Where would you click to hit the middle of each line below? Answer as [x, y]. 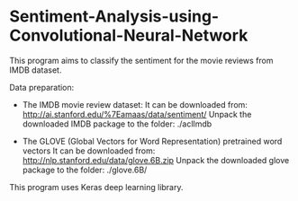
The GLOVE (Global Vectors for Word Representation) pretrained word [152, 141]
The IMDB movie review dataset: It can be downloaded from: [135, 104]
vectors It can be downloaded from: [89, 151]
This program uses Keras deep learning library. [96, 187]
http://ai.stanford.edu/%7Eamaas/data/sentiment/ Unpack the [137, 114]
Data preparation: [42, 87]
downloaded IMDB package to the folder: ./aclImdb [117, 124]
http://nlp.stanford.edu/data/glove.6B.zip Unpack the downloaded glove [156, 160]
